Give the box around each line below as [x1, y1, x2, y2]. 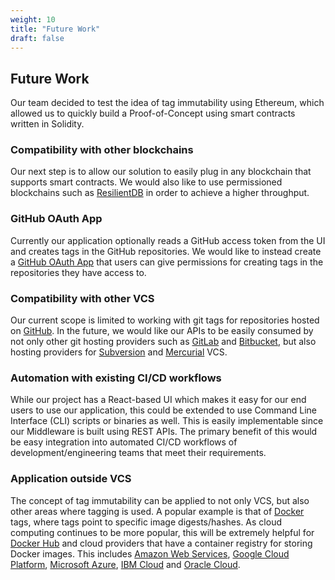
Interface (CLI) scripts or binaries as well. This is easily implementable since [10, 415, 324, 427]
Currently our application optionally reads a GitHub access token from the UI [10, 234, 326, 246]
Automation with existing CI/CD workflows [10, 371, 222, 385]
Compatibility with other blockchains [10, 143, 194, 157]
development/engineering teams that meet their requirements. [10, 447, 267, 459]
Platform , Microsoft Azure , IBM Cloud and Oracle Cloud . [10, 558, 241, 570]
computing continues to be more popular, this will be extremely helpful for [10, 526, 315, 538]
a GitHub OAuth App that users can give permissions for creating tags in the [10, 256, 324, 268]
